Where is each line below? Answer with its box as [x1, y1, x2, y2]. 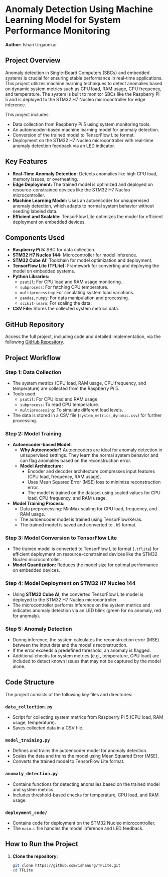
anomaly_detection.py [5, 771, 58, 777]
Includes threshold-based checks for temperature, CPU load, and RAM [12, 792, 159, 798]
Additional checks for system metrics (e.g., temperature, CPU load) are [12, 653, 159, 659]
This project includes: [5, 111, 50, 117]
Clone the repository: [12, 853, 58, 859]
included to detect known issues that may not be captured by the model [12, 658, 161, 664]
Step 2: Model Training [5, 430, 62, 437]
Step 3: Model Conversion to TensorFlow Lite [5, 534, 117, 542]
